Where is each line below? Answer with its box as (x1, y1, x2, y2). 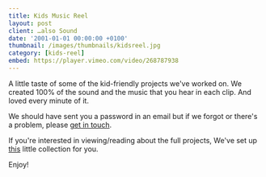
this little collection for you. (8, 144, 99, 154)
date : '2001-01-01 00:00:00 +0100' (8, 34, 129, 43)
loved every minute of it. (8, 96, 89, 105)
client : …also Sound (8, 27, 78, 35)
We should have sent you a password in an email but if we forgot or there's (8, 111, 258, 121)
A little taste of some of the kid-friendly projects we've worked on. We (8, 78, 243, 88)
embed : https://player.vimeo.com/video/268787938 (8, 57, 179, 65)
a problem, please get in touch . (8, 120, 112, 130)
